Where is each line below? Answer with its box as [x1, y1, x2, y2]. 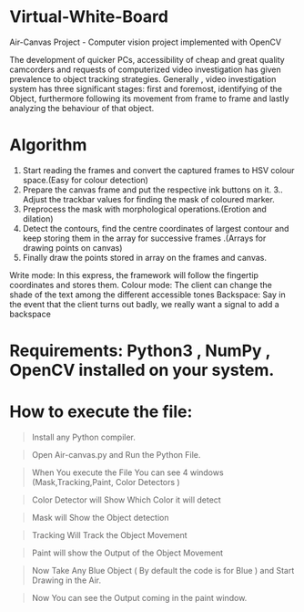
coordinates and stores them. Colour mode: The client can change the [9, 279, 273, 290]
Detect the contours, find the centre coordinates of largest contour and [22, 223, 289, 233]
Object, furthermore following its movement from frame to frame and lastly [9, 93, 289, 104]
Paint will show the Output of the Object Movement [31, 547, 224, 558]
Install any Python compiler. [31, 431, 137, 442]
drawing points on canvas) [22, 242, 123, 253]
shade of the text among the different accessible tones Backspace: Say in [9, 289, 286, 300]
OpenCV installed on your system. [9, 360, 275, 380]
